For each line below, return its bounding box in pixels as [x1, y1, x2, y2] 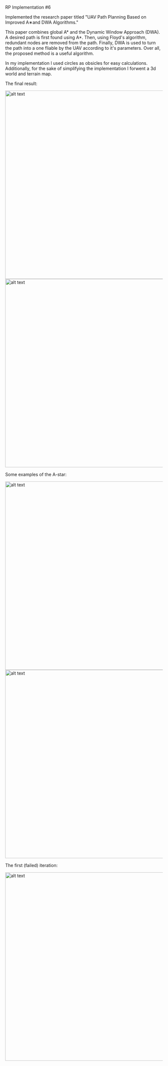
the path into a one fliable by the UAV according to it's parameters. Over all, [5, 45, 161, 51]
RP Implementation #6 [5, 5, 51, 10]
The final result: [5, 80, 37, 86]
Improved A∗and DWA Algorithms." [5, 20, 78, 25]
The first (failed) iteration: [5, 863, 58, 868]
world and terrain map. [5, 71, 52, 77]
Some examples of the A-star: [5, 472, 67, 477]
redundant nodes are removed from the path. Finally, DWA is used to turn [5, 40, 156, 46]
